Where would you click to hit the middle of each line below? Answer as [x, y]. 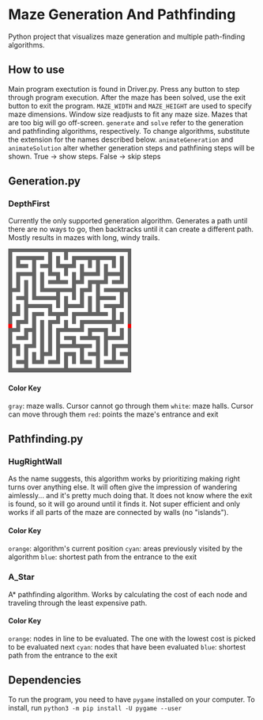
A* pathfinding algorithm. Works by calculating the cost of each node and [128, 594]
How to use [36, 70]
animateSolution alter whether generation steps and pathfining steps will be [131, 147]
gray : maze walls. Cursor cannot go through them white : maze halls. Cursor [131, 406]
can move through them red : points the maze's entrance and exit [113, 414]
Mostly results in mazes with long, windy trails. [84, 238]
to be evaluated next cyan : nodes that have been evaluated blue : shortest [127, 647]
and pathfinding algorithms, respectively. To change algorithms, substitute [129, 131]
